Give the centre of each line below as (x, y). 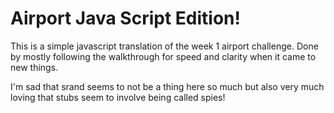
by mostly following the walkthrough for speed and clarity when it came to (163, 56)
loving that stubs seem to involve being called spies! (118, 97)
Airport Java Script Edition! (125, 18)
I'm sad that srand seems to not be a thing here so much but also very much (167, 86)
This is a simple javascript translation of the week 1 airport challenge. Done (164, 46)
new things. (34, 67)
